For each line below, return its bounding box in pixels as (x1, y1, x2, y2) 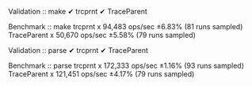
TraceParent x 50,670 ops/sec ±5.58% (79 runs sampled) (8, 31, 197, 39)
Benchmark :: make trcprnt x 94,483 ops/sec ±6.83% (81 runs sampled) (8, 22, 243, 31)
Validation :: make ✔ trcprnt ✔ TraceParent (8, 7, 148, 16)
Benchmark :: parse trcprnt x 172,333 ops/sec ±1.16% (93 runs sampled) (8, 61, 244, 70)
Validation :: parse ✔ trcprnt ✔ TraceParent (8, 46, 149, 54)
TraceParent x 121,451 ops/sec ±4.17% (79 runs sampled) (8, 69, 195, 78)
